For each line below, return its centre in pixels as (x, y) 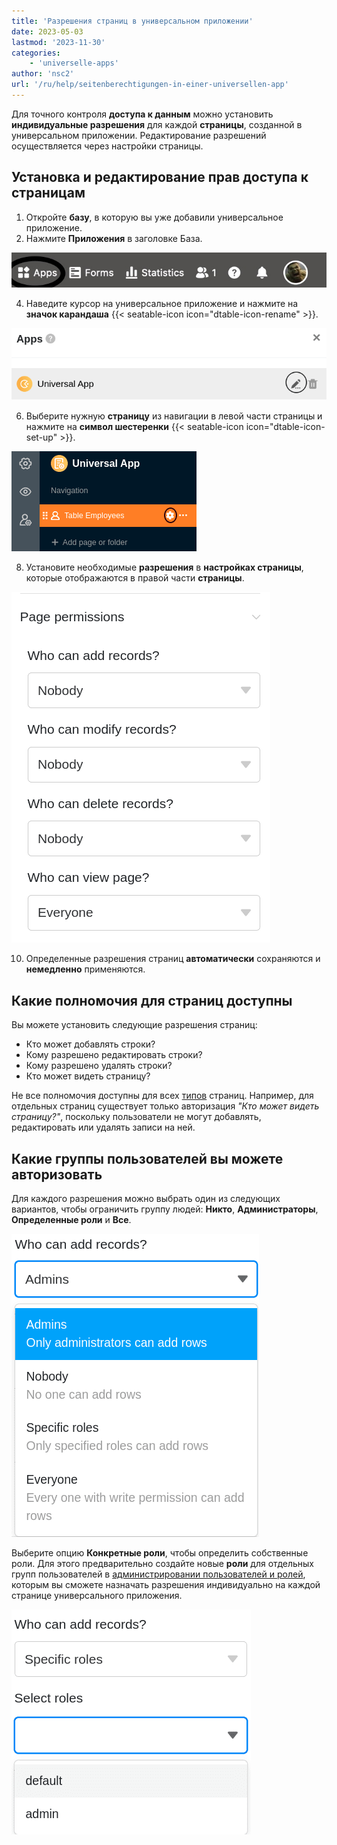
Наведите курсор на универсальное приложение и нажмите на (162, 304)
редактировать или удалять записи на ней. (103, 1127)
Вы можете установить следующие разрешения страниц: (134, 1025)
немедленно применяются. (85, 969)
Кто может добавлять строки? (90, 1044)
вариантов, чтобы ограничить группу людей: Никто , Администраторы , (165, 1209)
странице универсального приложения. (97, 1595)
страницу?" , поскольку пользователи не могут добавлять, (136, 1117)
